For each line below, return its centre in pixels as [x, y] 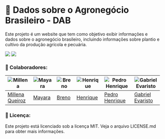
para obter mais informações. [35, 131]
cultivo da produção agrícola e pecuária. [46, 44]
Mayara [42, 98]
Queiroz [17, 101]
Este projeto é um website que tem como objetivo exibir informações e [77, 34]
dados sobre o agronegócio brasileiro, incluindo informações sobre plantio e [82, 39]
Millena [16, 94]
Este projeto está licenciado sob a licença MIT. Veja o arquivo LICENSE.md [81, 126]
